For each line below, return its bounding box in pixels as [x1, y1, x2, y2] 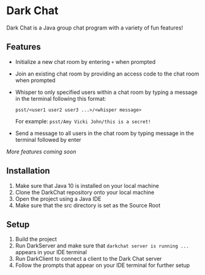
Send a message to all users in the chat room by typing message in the [15, 130, 195, 137]
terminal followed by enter [15, 136, 81, 143]
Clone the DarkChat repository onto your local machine [15, 188, 155, 196]
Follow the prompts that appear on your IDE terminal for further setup [15, 261, 190, 269]
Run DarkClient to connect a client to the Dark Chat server [15, 255, 162, 263]
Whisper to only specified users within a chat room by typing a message [15, 88, 198, 96]
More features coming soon [6, 148, 76, 155]
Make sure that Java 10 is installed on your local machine [15, 182, 159, 189]
